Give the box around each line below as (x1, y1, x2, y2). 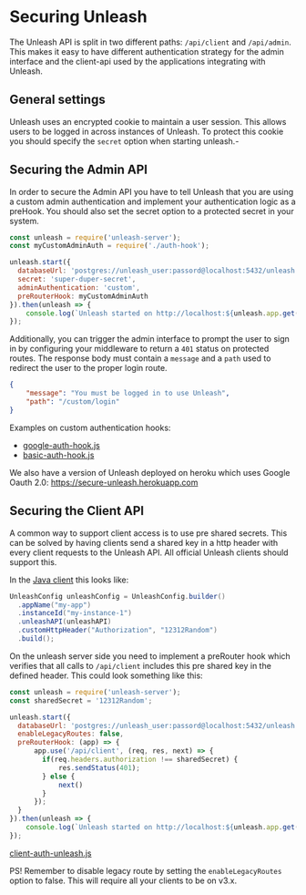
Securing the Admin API (9, 162, 148, 178)
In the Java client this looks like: (9, 574, 129, 585)
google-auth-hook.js (22, 439, 100, 450)
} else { (42, 772, 76, 781)
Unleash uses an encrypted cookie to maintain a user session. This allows (9, 116, 287, 127)
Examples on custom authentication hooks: (9, 422, 171, 433)
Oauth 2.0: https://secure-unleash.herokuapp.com (9, 477, 199, 488)
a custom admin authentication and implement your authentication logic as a (9, 196, 296, 207)
